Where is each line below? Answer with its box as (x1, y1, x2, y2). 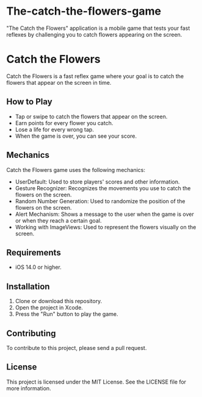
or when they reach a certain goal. (15, 216, 102, 224)
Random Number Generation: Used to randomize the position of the (15, 197, 186, 205)
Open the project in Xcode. (15, 304, 84, 312)
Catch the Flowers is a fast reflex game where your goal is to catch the (6, 72, 184, 80)
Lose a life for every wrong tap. (15, 126, 95, 133)
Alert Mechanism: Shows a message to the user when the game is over (15, 210, 194, 218)
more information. (6, 384, 51, 392)
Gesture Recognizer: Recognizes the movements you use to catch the (15, 184, 191, 191)
